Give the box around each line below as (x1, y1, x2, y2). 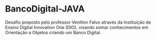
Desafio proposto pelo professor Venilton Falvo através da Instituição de (5, 19, 151, 25)
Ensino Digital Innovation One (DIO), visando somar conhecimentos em (5, 24, 149, 30)
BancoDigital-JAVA (5, 3, 85, 14)
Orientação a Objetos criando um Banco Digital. (5, 29, 102, 35)
